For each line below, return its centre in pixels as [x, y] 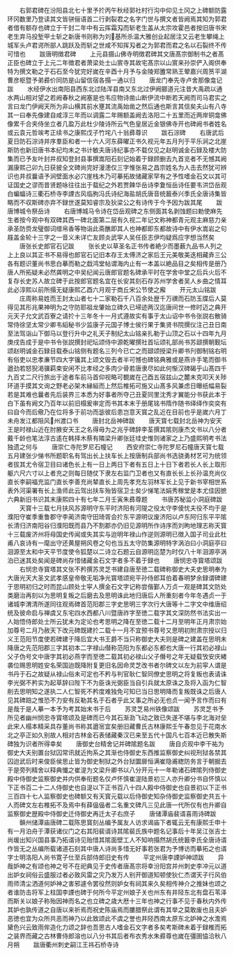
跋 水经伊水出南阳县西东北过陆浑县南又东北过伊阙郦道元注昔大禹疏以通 [115, 89]
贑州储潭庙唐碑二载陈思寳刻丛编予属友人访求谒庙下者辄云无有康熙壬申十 [123, 822]
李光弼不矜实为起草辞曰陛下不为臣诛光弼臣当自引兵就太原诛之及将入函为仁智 [117, 683]
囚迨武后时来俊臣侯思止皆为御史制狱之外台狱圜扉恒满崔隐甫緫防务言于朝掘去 [117, 761]
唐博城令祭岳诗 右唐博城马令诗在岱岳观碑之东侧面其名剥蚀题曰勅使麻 [112, 211]
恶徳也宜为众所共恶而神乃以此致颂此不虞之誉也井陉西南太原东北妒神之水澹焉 [117, 918]
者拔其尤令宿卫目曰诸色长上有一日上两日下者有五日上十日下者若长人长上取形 [117, 464]
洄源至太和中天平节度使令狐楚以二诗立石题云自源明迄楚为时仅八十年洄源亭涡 [117, 552]
